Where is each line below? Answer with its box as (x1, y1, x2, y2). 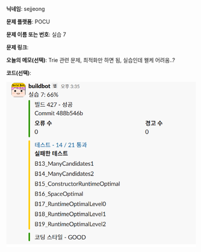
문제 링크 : (6, 44, 29, 51)
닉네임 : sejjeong (6, 5, 45, 12)
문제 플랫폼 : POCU (6, 18, 50, 25)
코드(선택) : (6, 69, 32, 77)
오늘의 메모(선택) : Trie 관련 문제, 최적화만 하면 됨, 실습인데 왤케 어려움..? (6, 57, 176, 63)
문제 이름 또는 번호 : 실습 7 (6, 31, 66, 38)
